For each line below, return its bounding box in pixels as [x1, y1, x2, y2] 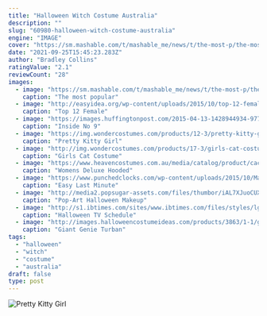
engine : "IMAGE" [8, 33, 62, 42]
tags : [8, 233, 26, 241]
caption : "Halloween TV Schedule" [22, 211, 137, 219]
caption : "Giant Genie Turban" [22, 225, 126, 234]
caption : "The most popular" [22, 93, 119, 101]
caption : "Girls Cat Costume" [22, 152, 123, 160]
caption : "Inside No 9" [22, 122, 102, 130]
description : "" [8, 19, 62, 27]
